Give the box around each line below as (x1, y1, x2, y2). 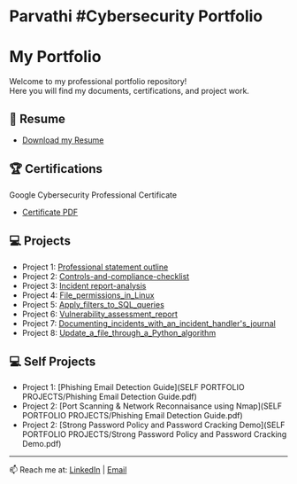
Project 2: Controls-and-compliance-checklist (21, 270, 190, 281)
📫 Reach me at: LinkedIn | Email (9, 464, 127, 475)
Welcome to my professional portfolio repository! (9, 76, 187, 87)
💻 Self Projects (9, 354, 96, 369)
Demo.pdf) (21, 439, 62, 449)
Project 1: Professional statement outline (21, 262, 169, 272)
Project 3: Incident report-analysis (21, 280, 147, 291)
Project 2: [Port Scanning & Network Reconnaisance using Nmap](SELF (21, 401, 283, 411)
